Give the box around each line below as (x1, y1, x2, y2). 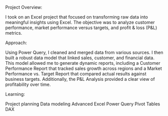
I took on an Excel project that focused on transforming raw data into (5, 14, 148, 20)
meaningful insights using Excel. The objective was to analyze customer (5, 20, 155, 25)
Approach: (5, 40, 27, 46)
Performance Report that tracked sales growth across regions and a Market (5, 65, 162, 71)
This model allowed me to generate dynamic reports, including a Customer (5, 60, 160, 66)
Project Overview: (5, 5, 43, 10)
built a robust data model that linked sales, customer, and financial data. (5, 55, 155, 61)
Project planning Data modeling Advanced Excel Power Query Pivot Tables (5, 101, 160, 107)
